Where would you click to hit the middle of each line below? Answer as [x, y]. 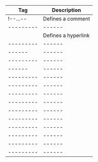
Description [66, 10]
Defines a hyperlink [66, 35]
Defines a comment [66, 19]
